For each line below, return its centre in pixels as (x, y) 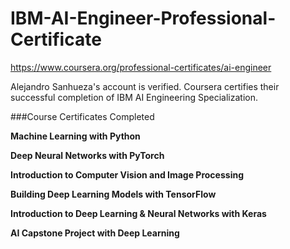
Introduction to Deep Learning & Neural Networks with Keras (138, 213)
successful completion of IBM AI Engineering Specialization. (134, 97)
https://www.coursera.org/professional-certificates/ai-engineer (141, 67)
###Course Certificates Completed (82, 116)
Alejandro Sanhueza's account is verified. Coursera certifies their (145, 86)
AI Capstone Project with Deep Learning (95, 233)
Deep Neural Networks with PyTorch (87, 155)
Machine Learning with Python (75, 136)
